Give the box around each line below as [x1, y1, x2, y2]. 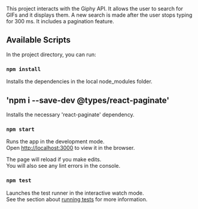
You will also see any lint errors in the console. [6, 162, 121, 170]
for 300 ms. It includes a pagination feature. [6, 18, 115, 24]
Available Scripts [6, 35, 71, 45]
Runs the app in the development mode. [6, 138, 105, 145]
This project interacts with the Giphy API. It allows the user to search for [6, 5, 184, 12]
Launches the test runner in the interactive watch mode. [6, 189, 145, 196]
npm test [6, 177, 32, 184]
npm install [6, 66, 41, 72]
